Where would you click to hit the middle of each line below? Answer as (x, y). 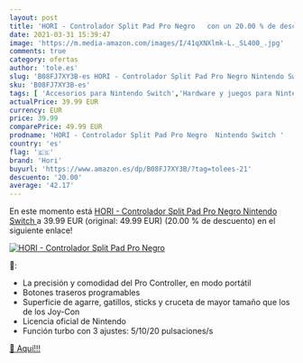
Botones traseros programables (81, 293)
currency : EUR (36, 110)
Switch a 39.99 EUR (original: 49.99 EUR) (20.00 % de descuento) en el (142, 221)
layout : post (34, 18)
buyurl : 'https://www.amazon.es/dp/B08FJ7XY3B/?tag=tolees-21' (131, 169)
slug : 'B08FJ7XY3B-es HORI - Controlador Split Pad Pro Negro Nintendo (147, 77)
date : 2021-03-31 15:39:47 (60, 34)
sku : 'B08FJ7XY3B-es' (50, 85)
